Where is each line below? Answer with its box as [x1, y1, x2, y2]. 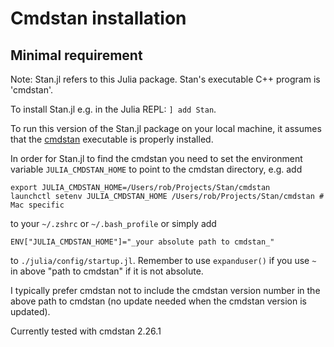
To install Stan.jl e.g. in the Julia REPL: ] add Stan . [10, 103, 217, 115]
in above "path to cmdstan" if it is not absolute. [10, 265, 204, 277]
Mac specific [10, 200, 65, 210]
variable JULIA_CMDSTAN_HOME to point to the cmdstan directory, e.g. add [10, 163, 303, 175]
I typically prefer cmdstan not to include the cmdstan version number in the [10, 285, 321, 296]
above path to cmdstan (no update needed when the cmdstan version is [10, 295, 307, 307]
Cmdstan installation [10, 7, 187, 30]
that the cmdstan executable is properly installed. [10, 133, 214, 145]
